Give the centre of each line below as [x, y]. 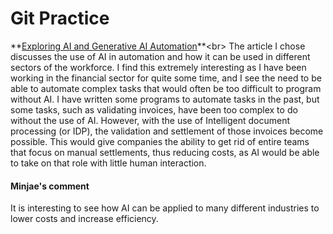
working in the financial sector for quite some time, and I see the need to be [166, 78]
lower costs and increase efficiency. [84, 219]
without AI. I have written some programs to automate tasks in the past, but [165, 99]
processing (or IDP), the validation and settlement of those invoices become [167, 131]
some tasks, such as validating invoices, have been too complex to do [154, 109]
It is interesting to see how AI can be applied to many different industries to [165, 208]
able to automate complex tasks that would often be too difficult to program [166, 88]
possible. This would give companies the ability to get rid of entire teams [160, 141]
